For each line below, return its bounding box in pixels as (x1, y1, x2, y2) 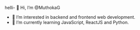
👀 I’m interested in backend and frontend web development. (11, 14, 135, 20)
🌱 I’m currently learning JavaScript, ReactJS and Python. (11, 20, 129, 25)
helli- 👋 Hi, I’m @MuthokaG (4, 5, 60, 10)
